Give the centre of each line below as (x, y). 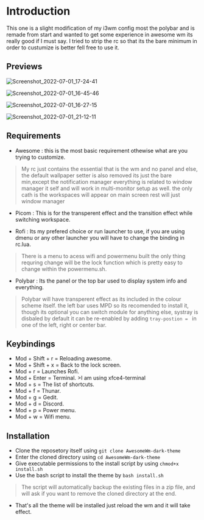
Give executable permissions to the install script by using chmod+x (97, 463)
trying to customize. (40, 157)
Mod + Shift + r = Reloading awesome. (64, 359)
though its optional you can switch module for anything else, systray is (110, 312)
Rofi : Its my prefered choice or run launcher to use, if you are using (100, 231)
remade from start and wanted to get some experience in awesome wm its (100, 34)
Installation (28, 436)
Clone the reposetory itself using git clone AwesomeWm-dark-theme (98, 451)
